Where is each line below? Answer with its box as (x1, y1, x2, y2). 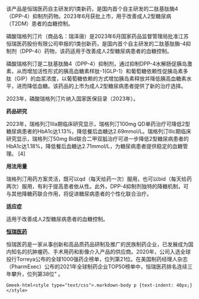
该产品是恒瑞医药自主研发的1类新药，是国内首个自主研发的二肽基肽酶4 (6, 5, 178, 12)
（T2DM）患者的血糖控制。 (6, 20, 74, 27)
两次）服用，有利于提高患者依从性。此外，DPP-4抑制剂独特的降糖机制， (6, 183, 184, 190)
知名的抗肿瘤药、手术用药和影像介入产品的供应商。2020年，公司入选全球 (11, 248, 191, 255)
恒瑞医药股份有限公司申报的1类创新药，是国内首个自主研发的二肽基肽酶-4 (6, 40, 186, 47)
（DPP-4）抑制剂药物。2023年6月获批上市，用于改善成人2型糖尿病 (6, 12, 172, 20)
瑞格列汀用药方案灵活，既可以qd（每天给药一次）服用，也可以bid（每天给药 (6, 175, 192, 182)
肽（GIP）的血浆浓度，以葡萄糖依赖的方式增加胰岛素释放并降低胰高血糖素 (6, 75, 187, 82)
